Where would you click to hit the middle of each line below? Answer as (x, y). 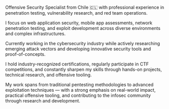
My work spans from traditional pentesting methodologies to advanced (79, 85)
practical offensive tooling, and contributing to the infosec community (78, 95)
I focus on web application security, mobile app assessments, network (79, 23)
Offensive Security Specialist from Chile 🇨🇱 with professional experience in (85, 7)
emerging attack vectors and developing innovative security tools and (78, 49)
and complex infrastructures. (36, 33)
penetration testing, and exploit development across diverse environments (83, 28)
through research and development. (43, 101)
